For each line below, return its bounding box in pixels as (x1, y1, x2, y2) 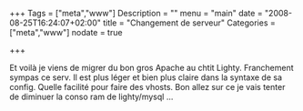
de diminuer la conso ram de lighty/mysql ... (9, 91, 174, 102)
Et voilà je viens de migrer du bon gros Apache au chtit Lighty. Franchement (9, 63, 294, 73)
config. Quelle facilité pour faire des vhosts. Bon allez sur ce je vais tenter (9, 82, 286, 92)
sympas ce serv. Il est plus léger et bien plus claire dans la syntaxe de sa (9, 72, 282, 83)
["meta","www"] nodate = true (9, 27, 123, 37)
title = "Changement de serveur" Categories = (103, 17, 276, 28)
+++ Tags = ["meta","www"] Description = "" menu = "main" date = (9, 8, 263, 18)
